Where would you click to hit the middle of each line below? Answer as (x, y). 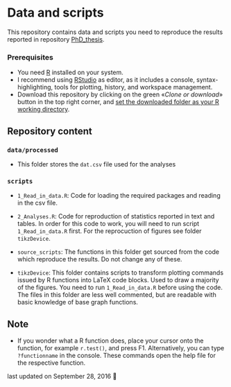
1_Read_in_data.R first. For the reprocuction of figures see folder (110, 231)
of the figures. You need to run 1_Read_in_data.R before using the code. (120, 287)
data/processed (33, 150)
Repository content (50, 131)
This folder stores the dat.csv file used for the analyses (96, 164)
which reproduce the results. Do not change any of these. (100, 259)
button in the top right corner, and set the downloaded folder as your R (118, 102)
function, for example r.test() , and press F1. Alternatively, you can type (121, 348)
